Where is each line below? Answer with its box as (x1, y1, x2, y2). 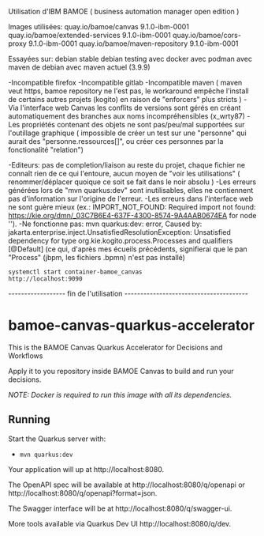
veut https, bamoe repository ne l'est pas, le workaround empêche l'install (8, 86, 250, 96)
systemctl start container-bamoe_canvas (8, 268, 143, 276)
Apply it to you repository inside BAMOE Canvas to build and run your (8, 366, 234, 376)
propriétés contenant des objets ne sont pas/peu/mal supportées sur (21, 120, 246, 129)
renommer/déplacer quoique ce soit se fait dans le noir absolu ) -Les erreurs (8, 177, 257, 187)
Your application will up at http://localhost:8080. (8, 464, 165, 474)
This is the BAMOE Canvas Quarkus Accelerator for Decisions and (8, 342, 223, 352)
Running (8, 413, 51, 426)
